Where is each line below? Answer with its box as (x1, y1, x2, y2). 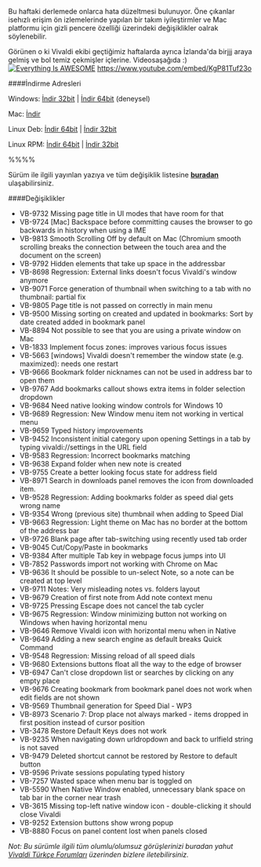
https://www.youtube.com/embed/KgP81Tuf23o (96, 64, 252, 73)
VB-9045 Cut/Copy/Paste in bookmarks (19, 543, 149, 552)
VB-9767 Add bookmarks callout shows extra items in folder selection (19, 384, 245, 393)
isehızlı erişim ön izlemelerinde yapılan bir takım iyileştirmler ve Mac (8, 15, 227, 24)
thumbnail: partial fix (19, 292, 86, 302)
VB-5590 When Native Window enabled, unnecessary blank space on (19, 785, 245, 794)
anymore (19, 276, 49, 285)
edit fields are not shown (19, 693, 100, 702)
